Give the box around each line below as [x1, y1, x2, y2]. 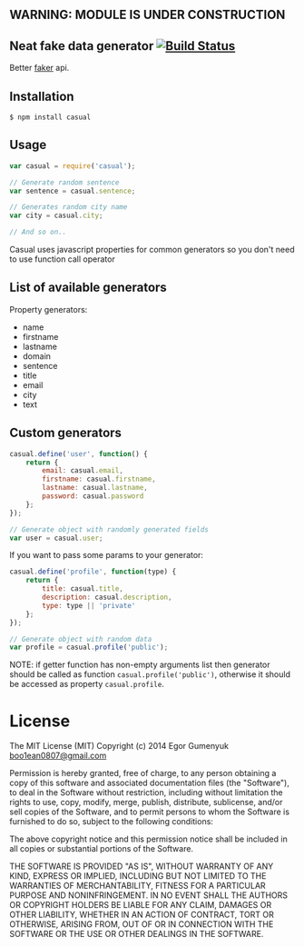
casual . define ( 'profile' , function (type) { [9, 567, 177, 576]
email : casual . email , [42, 466, 124, 475]
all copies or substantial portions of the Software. [9, 843, 193, 854]
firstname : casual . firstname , [42, 474, 156, 484]
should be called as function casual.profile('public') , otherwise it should [9, 669, 290, 680]
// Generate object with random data [9, 634, 152, 643]
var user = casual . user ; [9, 533, 103, 543]
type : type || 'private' [42, 601, 136, 610]
